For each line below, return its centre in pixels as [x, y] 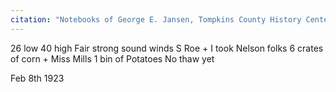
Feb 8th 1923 [37, 78]
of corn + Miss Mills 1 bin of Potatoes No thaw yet [112, 58]
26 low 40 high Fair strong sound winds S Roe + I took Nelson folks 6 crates [167, 48]
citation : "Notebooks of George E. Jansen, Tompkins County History [156, 19]
